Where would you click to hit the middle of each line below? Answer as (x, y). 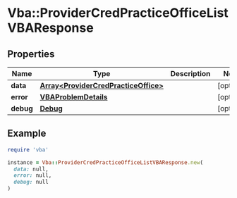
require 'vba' (28, 149)
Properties (31, 54)
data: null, (31, 169)
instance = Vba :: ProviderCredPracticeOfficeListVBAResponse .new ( (105, 162)
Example (27, 134)
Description (190, 74)
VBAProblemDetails (74, 97)
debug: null (31, 182)
